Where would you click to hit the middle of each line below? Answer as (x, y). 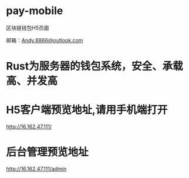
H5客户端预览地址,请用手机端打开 (87, 110)
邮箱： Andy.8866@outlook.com (45, 40)
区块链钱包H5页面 (28, 28)
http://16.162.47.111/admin (36, 169)
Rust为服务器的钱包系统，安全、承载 (95, 66)
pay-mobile (35, 11)
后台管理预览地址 (48, 152)
